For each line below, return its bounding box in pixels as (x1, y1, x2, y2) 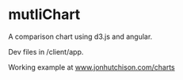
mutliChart (8, 6, 81, 24)
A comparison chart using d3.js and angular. (8, 32, 153, 41)
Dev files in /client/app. (8, 47, 84, 56)
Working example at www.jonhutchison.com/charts (8, 62, 176, 72)
